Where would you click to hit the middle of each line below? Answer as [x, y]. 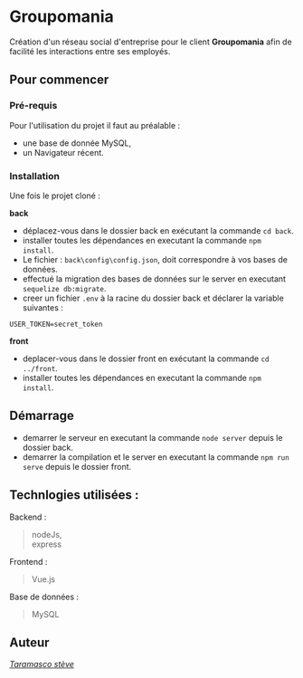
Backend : [28, 517]
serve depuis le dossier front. [77, 466]
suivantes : [43, 307]
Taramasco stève [42, 664]
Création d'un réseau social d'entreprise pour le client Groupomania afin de [151, 42]
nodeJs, [47, 534]
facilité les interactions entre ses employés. [90, 51]
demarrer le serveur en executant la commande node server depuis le [152, 437]
